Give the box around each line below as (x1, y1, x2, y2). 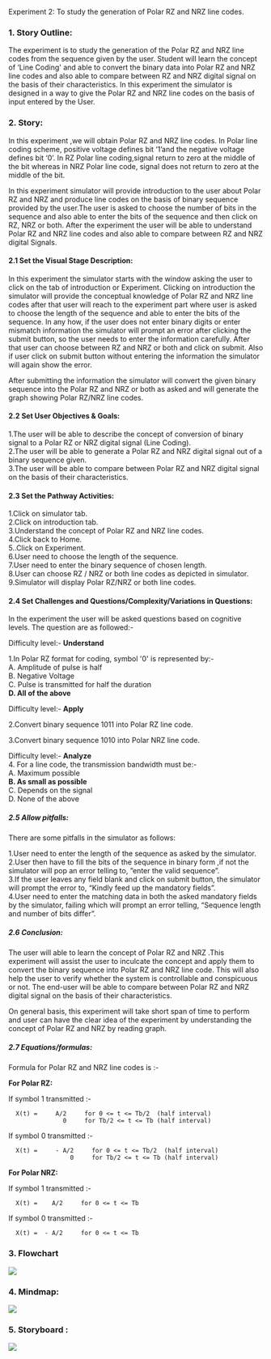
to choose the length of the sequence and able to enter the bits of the (8, 308, 240, 318)
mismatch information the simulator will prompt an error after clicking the (8, 325, 252, 335)
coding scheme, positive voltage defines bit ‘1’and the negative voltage (8, 144, 245, 154)
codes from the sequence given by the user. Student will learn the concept (8, 54, 257, 64)
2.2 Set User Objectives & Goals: (8, 411, 120, 421)
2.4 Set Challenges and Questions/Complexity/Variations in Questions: (8, 596, 253, 605)
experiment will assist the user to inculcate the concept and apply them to (8, 957, 255, 966)
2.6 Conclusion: (8, 927, 63, 937)
